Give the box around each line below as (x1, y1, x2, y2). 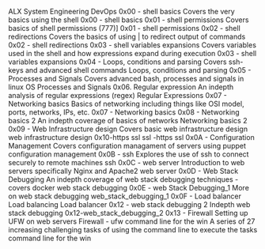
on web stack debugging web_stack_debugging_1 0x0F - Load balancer (8, 191, 241, 201)
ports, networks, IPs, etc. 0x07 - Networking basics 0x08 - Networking (8, 108, 240, 117)
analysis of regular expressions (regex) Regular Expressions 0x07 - (8, 91, 227, 100)
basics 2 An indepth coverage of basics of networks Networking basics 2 (8, 116, 248, 125)
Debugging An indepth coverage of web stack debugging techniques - (8, 175, 239, 184)
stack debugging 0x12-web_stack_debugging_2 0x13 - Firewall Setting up (8, 209, 248, 217)
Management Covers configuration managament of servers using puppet (8, 141, 247, 150)
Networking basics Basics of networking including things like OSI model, (8, 99, 244, 108)
